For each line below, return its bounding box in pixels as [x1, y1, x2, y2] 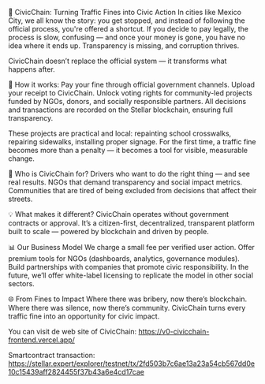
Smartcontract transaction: [8, 351, 95, 360]
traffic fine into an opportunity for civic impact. [8, 311, 160, 321]
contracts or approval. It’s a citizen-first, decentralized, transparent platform [8, 218, 255, 228]
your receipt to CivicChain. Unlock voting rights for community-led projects [8, 88, 252, 98]
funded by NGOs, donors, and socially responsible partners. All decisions [8, 97, 247, 106]
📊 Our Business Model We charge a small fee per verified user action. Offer [8, 243, 255, 252]
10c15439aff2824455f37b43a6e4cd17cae [8, 367, 144, 376]
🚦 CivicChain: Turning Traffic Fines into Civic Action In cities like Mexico [8, 8, 242, 17]
